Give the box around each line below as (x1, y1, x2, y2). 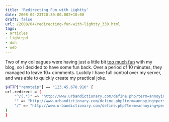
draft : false (5, 17, 33, 22)
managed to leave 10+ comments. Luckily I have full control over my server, (5, 69, 162, 76)
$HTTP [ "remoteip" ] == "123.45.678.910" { (5, 84, 94, 90)
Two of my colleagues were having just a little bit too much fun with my (5, 58, 152, 65)
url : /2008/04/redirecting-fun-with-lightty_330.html (5, 21, 121, 27)
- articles (5, 31, 28, 36)
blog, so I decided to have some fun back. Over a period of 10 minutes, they (5, 64, 162, 70)
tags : (5, 26, 17, 31)
